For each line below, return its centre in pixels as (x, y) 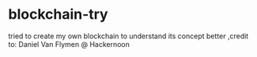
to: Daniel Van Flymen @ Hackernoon (69, 44)
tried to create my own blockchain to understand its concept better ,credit (128, 36)
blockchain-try (58, 14)
